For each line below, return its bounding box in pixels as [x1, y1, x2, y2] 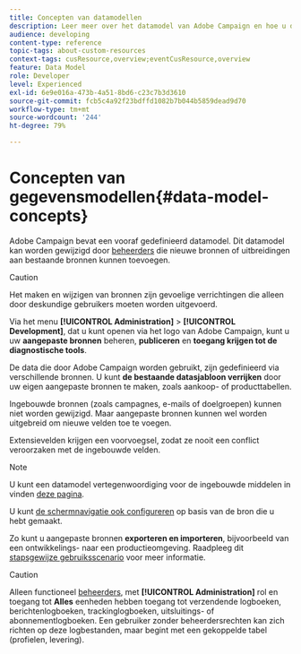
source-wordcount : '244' [9, 113, 102, 122]
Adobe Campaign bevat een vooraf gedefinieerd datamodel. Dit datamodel [9, 235, 285, 246]
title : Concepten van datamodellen [9, 13, 142, 22]
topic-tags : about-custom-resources [9, 47, 146, 56]
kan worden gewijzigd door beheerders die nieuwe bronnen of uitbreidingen [9, 245, 291, 255]
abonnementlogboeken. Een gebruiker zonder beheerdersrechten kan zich [9, 615, 285, 625]
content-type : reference [9, 38, 102, 47]
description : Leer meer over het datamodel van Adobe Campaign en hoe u [9, 22, 287, 30]
